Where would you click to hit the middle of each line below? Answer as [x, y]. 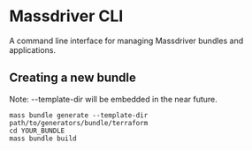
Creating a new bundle [73, 78]
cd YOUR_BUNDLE [37, 131]
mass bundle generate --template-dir [79, 115]
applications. [32, 49]
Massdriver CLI [66, 16]
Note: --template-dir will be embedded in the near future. [114, 99]
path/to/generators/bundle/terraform [79, 123]
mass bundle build [43, 139]
